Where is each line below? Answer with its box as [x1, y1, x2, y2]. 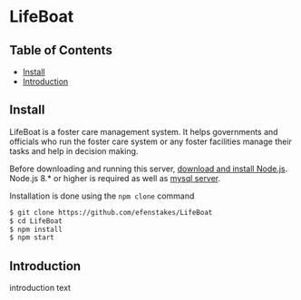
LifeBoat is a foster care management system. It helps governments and [9, 126, 278, 137]
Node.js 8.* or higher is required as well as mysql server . [9, 172, 221, 183]
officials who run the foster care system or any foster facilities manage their [9, 136, 293, 147]
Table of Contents [9, 43, 113, 58]
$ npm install [9, 225, 63, 234]
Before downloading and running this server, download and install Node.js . [9, 163, 288, 174]
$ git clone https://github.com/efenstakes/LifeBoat [9, 208, 213, 217]
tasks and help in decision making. [9, 145, 139, 156]
